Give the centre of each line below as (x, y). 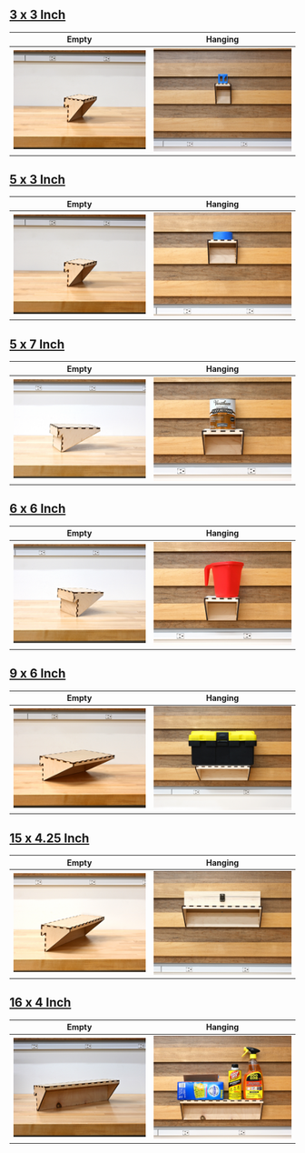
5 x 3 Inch (38, 180)
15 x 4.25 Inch (49, 838)
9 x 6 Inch (38, 673)
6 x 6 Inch (38, 509)
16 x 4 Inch (40, 1003)
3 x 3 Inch (38, 15)
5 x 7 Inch (37, 344)
